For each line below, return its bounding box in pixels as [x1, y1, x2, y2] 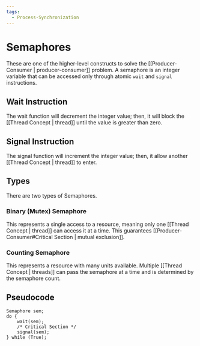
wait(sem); [17, 319, 44, 325]
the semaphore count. [6, 275, 61, 282]
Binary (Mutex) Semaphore [6, 207, 87, 215]
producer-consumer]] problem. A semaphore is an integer [36, 67, 180, 74]
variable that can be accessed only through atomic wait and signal [6, 73, 172, 80]
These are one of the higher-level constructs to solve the [6, 60, 147, 67]
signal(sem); [17, 329, 50, 335]
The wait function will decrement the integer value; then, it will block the [6, 112, 185, 120]
